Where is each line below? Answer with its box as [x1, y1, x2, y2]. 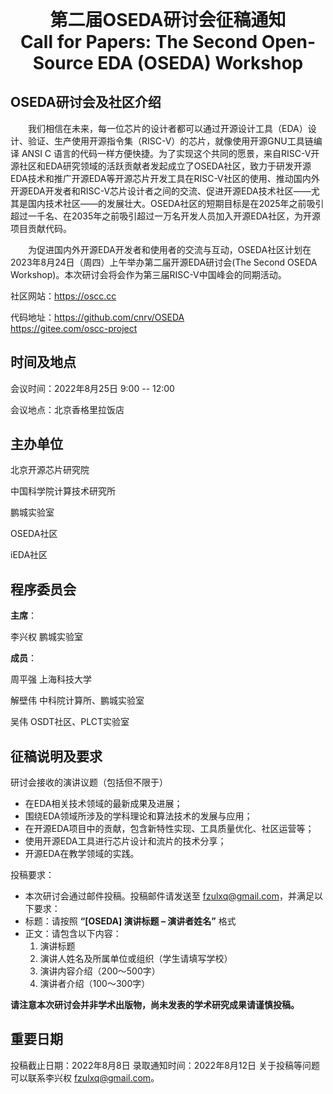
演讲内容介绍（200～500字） [39, 965, 161, 977]
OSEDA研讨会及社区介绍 [10, 94, 162, 111]
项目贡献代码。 [10, 222, 72, 234]
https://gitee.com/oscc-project [10, 322, 138, 334]
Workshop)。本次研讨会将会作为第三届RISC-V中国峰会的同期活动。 [10, 268, 287, 280]
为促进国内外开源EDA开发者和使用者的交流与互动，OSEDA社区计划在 [28, 243, 312, 255]
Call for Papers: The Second [19, 31, 258, 53]
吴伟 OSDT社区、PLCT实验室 [10, 716, 130, 728]
